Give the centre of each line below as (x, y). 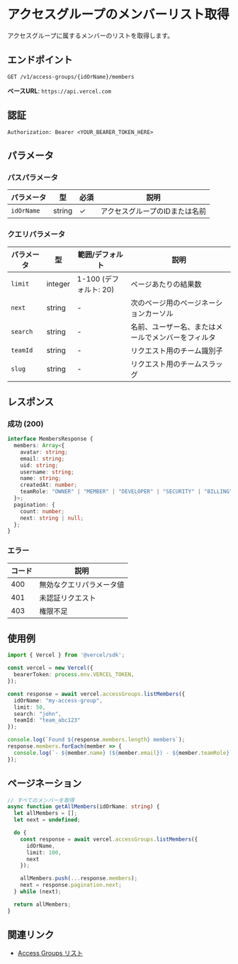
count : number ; (42, 511)
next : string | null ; (52, 518)
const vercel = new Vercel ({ (50, 668)
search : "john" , (38, 714)
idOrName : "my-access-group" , (58, 700)
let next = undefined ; (47, 820)
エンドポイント (40, 60)
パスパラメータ (33, 177)
